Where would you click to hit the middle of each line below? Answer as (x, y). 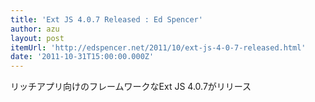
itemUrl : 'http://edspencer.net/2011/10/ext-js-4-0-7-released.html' (158, 47)
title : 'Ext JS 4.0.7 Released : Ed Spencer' (106, 19)
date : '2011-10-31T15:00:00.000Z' (82, 57)
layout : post (37, 38)
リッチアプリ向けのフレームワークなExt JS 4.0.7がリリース (131, 87)
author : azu (35, 29)
